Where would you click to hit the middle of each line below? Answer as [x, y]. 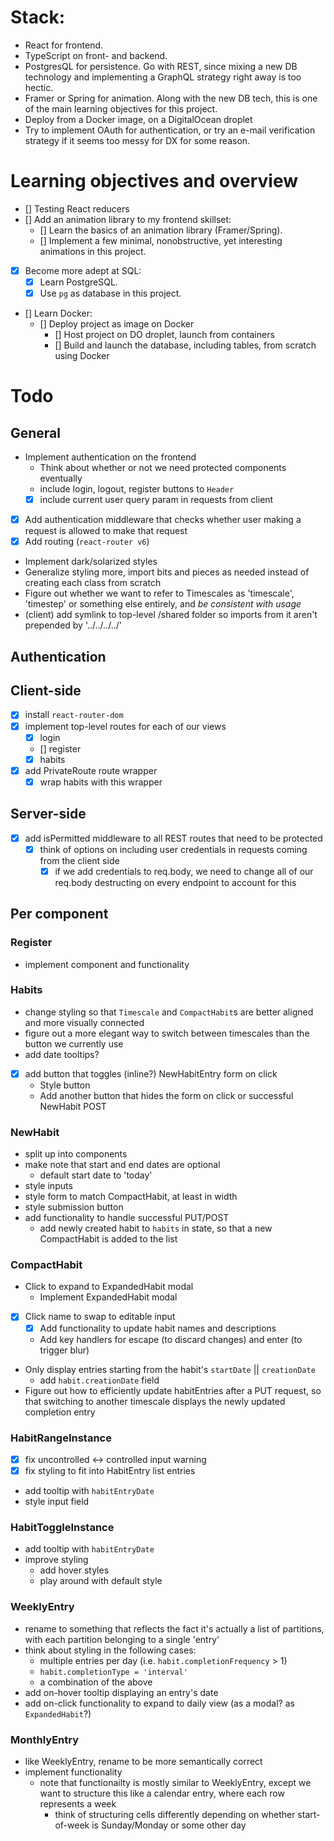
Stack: [38, 17]
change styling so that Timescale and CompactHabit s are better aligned [169, 1012]
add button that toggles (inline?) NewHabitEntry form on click [151, 1073]
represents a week [78, 1803]
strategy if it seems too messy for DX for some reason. [137, 140]
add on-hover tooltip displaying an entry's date [121, 1692]
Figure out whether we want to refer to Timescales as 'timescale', [159, 593]
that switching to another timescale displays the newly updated [155, 1401]
